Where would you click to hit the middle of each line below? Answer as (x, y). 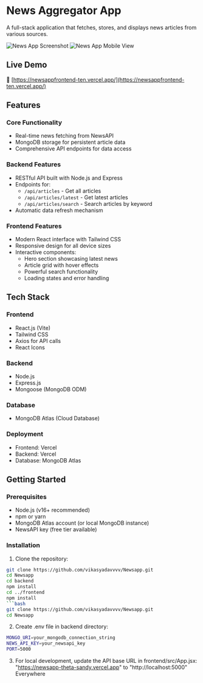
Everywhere (30, 674)
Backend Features (34, 165)
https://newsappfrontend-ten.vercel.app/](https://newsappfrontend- (99, 79)
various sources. (27, 34)
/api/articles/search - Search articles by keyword (88, 203)
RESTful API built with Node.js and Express (69, 178)
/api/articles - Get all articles (63, 191)
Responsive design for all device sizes (63, 246)
